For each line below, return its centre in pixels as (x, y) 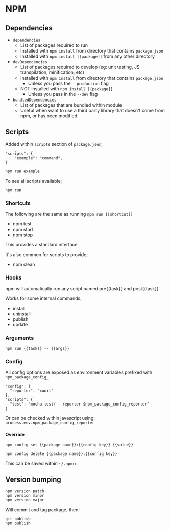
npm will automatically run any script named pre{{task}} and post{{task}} (82, 289)
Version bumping (33, 479)
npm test (22, 224)
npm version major (25, 500)
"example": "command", (39, 158)
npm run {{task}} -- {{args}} (38, 348)
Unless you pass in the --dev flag (63, 94)
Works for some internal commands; (43, 298)
